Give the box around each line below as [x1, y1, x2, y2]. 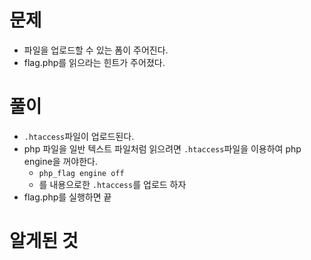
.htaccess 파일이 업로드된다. [23, 130, 135, 142]
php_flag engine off [38, 168, 125, 178]
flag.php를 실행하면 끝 [23, 191, 112, 203]
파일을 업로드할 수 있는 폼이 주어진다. [23, 44, 169, 56]
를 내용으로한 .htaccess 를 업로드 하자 [38, 178, 187, 190]
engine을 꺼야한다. [23, 155, 99, 167]
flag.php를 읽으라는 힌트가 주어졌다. [23, 56, 166, 68]
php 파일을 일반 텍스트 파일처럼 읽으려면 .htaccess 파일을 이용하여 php [23, 142, 302, 155]
